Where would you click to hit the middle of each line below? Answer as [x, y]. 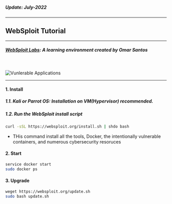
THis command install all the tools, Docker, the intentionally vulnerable [87, 136]
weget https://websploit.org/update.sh [48, 191]
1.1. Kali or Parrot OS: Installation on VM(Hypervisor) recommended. [79, 101]
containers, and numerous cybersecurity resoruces [67, 141]
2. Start [13, 153]
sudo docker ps [21, 169]
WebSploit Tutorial [36, 31]
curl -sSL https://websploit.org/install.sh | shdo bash [67, 126]
